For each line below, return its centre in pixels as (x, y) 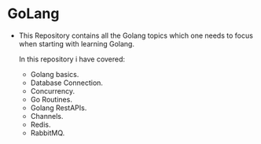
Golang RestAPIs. (59, 108)
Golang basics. (55, 74)
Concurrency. (53, 90)
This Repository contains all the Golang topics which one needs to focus (136, 35)
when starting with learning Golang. (77, 43)
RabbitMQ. (48, 133)
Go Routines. (51, 99)
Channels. (47, 116)
